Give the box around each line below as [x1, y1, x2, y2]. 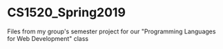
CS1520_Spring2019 [7, 5, 126, 20]
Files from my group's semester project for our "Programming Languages [7, 27, 216, 35]
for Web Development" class [7, 34, 89, 42]
